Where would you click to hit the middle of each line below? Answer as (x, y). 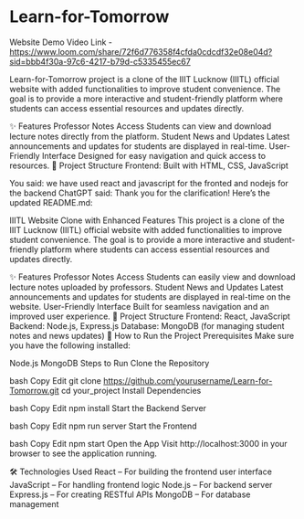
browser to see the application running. (84, 453)
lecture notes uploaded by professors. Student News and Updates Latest (147, 287)
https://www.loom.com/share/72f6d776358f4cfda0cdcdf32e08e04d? (141, 51)
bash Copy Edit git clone (56, 380)
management (34, 503)
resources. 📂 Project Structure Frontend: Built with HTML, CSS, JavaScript (149, 165)
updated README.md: (51, 202)
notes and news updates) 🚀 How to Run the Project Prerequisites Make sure (152, 335)
